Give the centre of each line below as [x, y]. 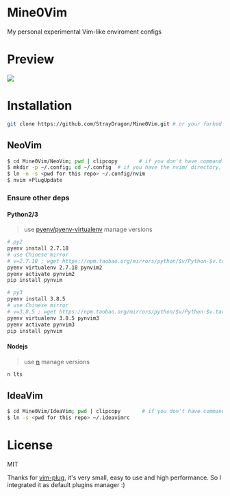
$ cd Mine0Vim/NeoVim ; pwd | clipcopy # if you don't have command [115, 161]
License [30, 446]
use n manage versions [57, 362]
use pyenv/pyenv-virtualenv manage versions [88, 229]
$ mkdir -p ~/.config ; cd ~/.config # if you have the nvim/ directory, [115, 167]
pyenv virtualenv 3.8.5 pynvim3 [53, 318]
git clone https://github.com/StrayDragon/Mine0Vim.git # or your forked [115, 124]
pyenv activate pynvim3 [41, 324]
